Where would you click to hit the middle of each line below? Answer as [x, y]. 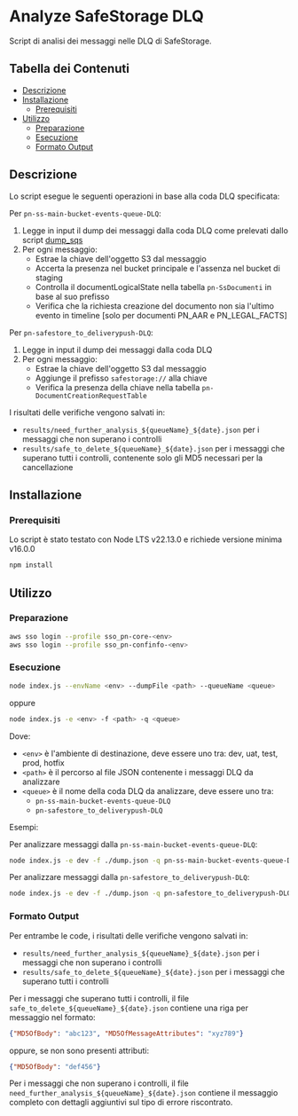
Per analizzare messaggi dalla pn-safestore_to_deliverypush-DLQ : [129, 877]
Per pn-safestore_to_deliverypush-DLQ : [81, 332]
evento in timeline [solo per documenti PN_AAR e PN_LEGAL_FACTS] [161, 315]
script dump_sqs [52, 240]
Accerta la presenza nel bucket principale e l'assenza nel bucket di [158, 268]
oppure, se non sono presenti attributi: [79, 1050]
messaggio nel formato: [52, 1017]
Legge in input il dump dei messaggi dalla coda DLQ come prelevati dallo [155, 230]
